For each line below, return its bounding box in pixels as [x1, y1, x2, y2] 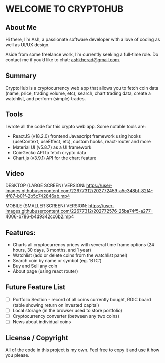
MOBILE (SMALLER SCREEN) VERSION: [5, 203, 87, 209]
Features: [5, 228, 36, 237]
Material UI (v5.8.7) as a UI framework [12, 144, 92, 150]
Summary [5, 71, 37, 80]
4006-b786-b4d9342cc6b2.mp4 [5, 213, 74, 220]
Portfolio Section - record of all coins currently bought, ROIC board [12, 297, 151, 303]
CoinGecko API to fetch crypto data [12, 149, 87, 155]
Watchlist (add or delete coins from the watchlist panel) [12, 252, 128, 258]
